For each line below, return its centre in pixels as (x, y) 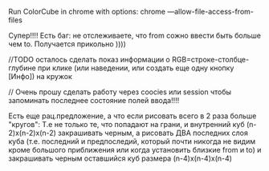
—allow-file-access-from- (211, 12)
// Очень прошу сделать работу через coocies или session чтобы (120, 92)
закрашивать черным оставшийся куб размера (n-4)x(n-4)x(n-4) (120, 158)
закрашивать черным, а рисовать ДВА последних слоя (153, 133)
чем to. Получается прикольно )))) (67, 44)
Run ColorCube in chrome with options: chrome (87, 12)
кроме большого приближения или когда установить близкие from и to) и (135, 150)
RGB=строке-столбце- (210, 60)
